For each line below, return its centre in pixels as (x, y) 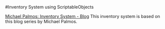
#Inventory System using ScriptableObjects (50, 7)
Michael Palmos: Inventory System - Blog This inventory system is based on (82, 16)
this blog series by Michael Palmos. (41, 22)
